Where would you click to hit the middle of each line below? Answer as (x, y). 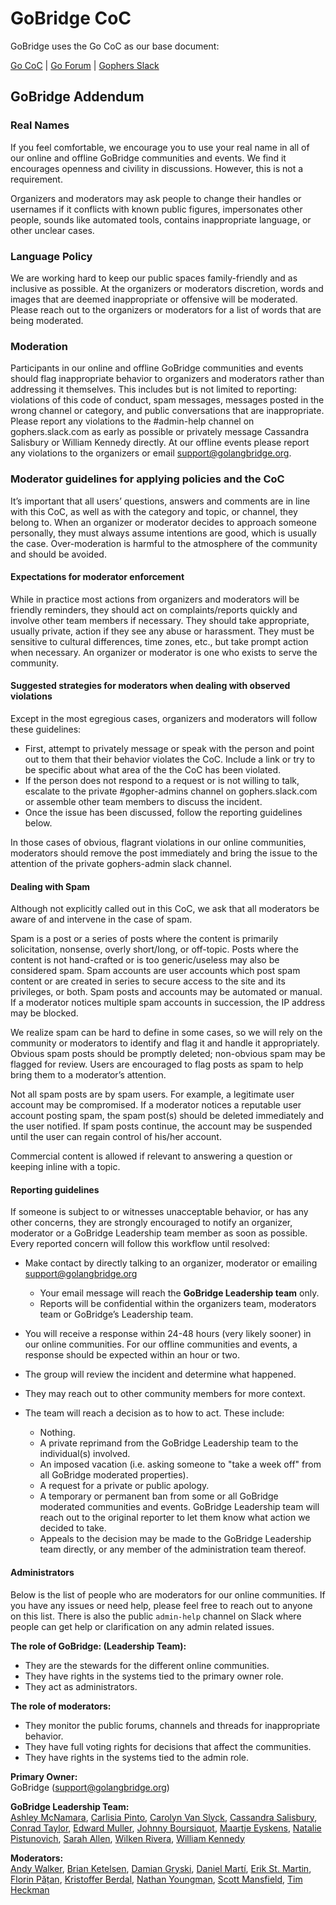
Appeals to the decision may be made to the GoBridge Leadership (175, 1539)
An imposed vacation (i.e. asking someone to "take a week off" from (180, 1464)
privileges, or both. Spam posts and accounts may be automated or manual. (166, 992)
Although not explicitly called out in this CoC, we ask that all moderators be (165, 909)
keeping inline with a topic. (65, 1167)
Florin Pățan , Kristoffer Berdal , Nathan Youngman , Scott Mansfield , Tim (156, 1879)
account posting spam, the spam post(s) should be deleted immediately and (167, 1116)
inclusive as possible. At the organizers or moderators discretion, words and (167, 288)
